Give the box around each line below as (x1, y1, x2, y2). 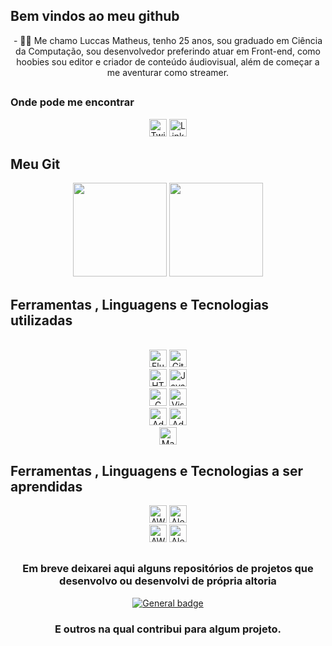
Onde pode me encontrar (10, 95, 135, 109)
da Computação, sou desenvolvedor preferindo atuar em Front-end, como (15, 45, 321, 57)
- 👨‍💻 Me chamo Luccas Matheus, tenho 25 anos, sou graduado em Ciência (13, 34, 323, 46)
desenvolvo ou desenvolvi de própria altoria (59, 574, 277, 588)
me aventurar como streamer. (106, 66, 230, 78)
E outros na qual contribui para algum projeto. (54, 622, 282, 636)
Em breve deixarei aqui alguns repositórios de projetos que (22, 562, 314, 576)
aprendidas (10, 478, 83, 495)
